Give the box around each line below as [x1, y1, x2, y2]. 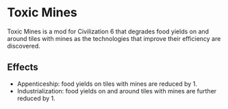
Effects [7, 61, 39, 73]
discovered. [7, 42, 41, 50]
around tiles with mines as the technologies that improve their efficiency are [7, 34, 221, 42]
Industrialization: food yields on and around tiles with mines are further [16, 87, 217, 95]
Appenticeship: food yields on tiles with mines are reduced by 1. [16, 80, 197, 88]
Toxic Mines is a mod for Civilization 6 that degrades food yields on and [7, 27, 210, 35]
